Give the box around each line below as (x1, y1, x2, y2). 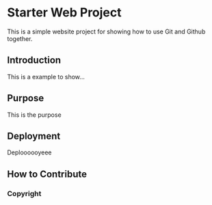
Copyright (7, 189, 42, 198)
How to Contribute (7, 168, 88, 180)
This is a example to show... (7, 72, 85, 81)
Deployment (7, 130, 61, 141)
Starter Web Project (7, 5, 122, 20)
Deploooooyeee (7, 148, 53, 156)
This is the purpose (7, 111, 62, 119)
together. (7, 34, 33, 42)
